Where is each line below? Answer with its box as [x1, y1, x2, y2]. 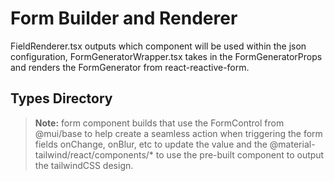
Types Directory [10, 90, 113, 107]
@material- [269, 138, 316, 150]
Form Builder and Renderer [10, 7, 238, 30]
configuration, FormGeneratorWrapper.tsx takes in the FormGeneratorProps [10, 50, 323, 62]
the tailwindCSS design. [34, 159, 134, 171]
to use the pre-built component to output [155, 148, 325, 161]
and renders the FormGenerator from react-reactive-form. [10, 61, 250, 73]
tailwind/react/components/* [34, 148, 154, 161]
